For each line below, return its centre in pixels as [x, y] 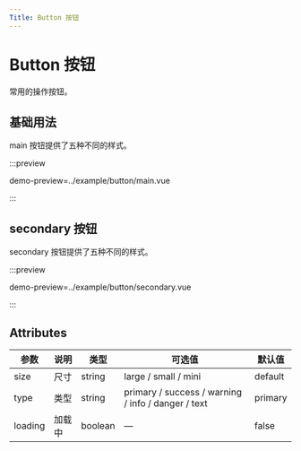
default [269, 376]
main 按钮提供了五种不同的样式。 [70, 145]
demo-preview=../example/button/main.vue [90, 181]
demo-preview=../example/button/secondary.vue [100, 287]
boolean [98, 425]
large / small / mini [163, 376]
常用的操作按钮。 [41, 91]
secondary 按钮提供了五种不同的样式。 [81, 252]
